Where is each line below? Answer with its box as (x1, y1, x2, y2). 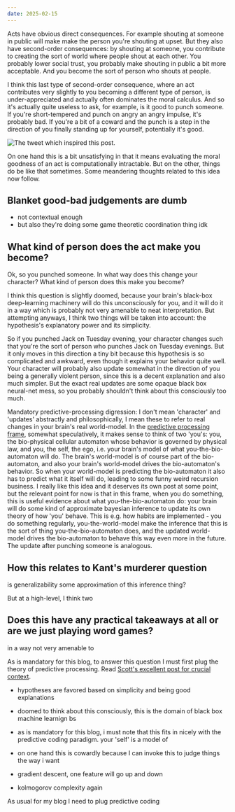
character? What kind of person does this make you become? (7, 278, 185, 286)
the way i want (17, 756, 60, 764)
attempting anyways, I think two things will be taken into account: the (7, 314, 206, 322)
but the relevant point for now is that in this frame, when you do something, (7, 489, 224, 498)
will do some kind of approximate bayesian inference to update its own (7, 505, 211, 513)
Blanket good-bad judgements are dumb (7, 195, 187, 206)
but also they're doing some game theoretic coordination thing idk (17, 220, 208, 229)
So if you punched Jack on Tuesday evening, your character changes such (7, 335, 224, 343)
